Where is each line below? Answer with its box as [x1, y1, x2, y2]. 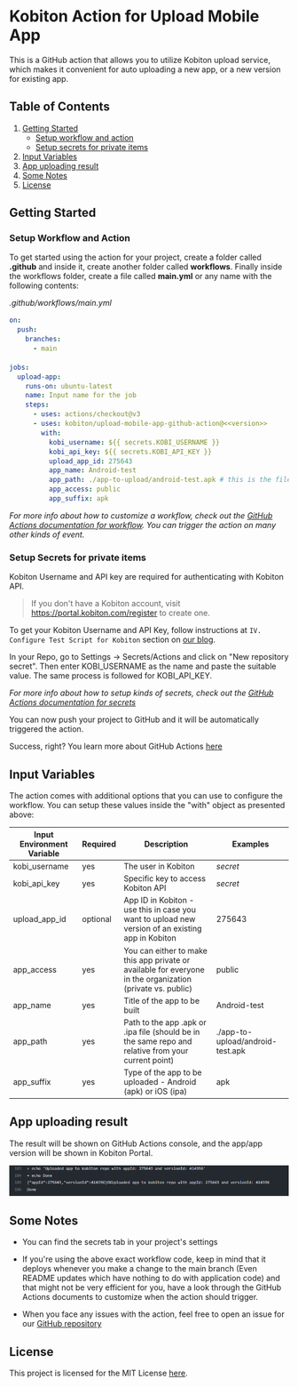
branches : [25, 335, 62, 344]
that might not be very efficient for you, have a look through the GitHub [21, 1282, 282, 1293]
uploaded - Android [123, 1077, 197, 1087]
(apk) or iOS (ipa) [123, 1086, 188, 1097]
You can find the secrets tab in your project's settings [21, 1237, 218, 1247]
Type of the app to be [123, 1067, 202, 1078]
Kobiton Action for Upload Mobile [9, 6, 260, 27]
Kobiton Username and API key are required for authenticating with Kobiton [9, 572, 284, 582]
